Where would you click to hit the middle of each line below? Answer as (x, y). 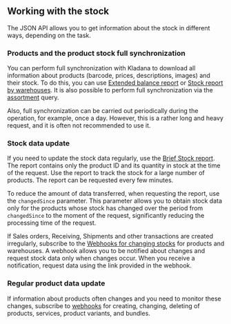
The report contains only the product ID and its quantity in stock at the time (114, 165)
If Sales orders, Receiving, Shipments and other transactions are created (110, 236)
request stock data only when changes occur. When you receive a (101, 259)
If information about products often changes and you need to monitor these (114, 298)
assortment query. (33, 98)
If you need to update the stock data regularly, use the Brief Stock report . (111, 159)
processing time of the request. (52, 223)
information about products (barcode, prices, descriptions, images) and (109, 76)
